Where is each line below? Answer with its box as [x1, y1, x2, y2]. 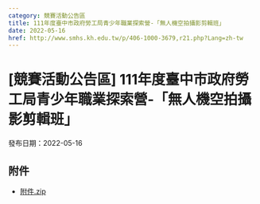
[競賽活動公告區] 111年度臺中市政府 [8, 71, 235, 88]
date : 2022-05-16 [8, 26, 66, 34]
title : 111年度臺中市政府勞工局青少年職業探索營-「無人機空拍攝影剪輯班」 [8, 19, 225, 27]
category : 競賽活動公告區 [8, 11, 86, 20]
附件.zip [19, 186, 46, 196]
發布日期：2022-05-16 [8, 139, 83, 148]
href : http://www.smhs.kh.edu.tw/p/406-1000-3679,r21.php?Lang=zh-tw [8, 33, 244, 42]
